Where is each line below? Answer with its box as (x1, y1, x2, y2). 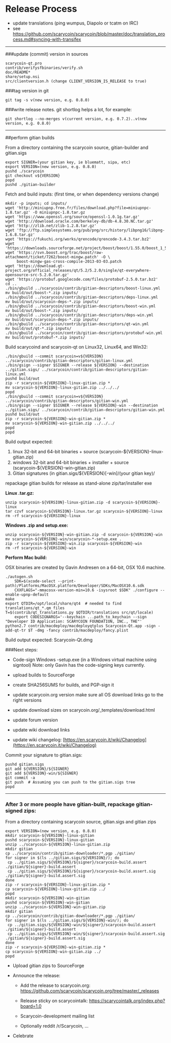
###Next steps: (5, 646, 38, 652)
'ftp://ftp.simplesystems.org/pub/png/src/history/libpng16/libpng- (16, 228, 165, 233)
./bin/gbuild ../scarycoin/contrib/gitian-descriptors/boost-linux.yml (5, 285, 160, 291)
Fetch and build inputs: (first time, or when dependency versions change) (5, 191, 159, 197)
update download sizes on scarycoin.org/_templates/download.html (12, 707, 155, 713)
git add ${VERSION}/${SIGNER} (5, 766, 70, 771)
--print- (58, 578, 76, 584)
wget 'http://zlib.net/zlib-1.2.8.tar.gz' (5, 223, 97, 228)
